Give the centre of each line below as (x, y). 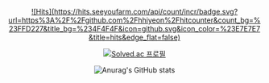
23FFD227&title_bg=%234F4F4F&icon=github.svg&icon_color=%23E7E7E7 (134, 29)
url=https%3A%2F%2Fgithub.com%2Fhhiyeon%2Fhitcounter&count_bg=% (134, 20)
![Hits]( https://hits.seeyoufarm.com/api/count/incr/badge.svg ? (134, 12)
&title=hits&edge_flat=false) (134, 37)
